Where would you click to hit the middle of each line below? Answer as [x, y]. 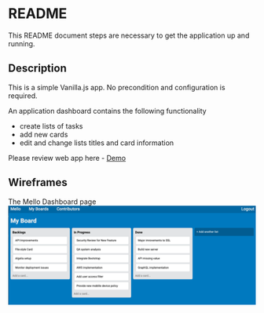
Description [37, 69]
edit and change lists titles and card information [97, 143]
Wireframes [38, 182]
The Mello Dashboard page [52, 202]
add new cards [44, 134]
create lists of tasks [51, 126]
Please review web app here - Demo [67, 158]
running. [22, 43]
